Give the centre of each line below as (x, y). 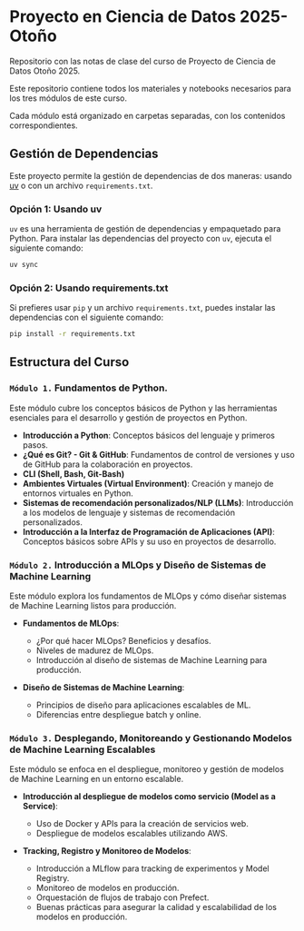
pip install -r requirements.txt (73, 334)
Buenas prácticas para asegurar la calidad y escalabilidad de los (156, 907)
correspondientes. (44, 125)
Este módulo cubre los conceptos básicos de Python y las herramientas (143, 408)
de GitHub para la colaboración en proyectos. (108, 464)
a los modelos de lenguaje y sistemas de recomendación (129, 512)
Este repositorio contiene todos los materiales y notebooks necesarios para (151, 88)
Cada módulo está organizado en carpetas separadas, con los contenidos (147, 115)
